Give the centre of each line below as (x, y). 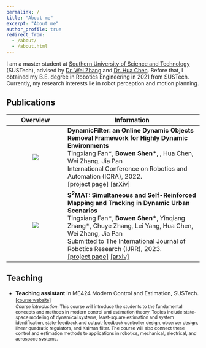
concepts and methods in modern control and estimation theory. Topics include (99, 312)
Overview (36, 120)
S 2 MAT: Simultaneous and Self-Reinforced (132, 195)
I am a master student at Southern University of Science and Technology (98, 64)
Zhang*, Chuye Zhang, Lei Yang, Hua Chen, (130, 226)
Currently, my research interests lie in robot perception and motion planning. (103, 83)
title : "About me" (30, 18)
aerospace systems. (36, 339)
